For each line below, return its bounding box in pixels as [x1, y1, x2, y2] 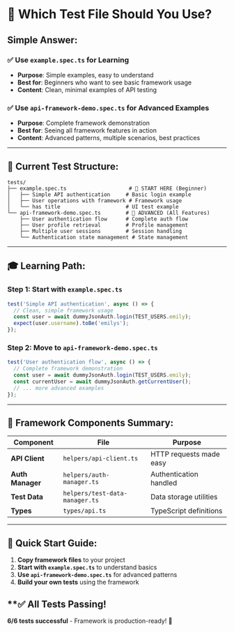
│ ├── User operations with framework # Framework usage [7, 197, 182, 204]
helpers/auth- [63, 471, 110, 479]
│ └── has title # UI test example [7, 203, 179, 210]
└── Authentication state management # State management [19, 234, 189, 241]
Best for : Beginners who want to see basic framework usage [17, 78, 192, 86]
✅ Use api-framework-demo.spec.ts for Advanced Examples [7, 103, 210, 112]
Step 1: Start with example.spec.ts [7, 285, 123, 294]
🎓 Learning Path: [7, 260, 86, 272]
